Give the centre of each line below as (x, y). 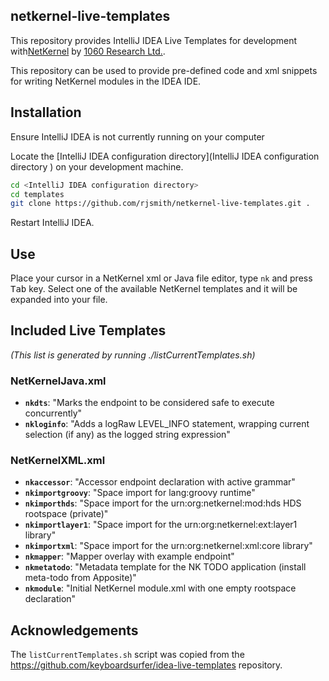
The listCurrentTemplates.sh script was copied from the (127, 655)
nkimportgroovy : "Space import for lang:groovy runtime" (140, 493)
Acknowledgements (74, 630)
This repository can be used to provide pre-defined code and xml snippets (164, 70)
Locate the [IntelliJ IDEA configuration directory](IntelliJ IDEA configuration (165, 156)
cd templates (37, 194)
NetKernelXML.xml (58, 461)
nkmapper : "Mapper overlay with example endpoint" (129, 556)
